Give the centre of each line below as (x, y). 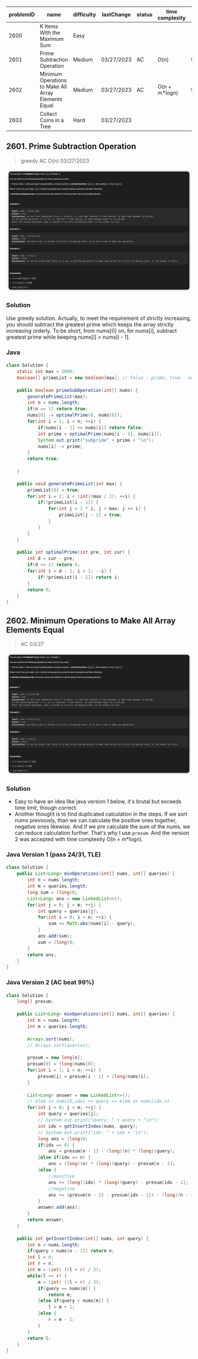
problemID (22, 14)
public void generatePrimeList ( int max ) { (70, 484)
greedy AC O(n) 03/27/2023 (55, 161)
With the (50, 33)
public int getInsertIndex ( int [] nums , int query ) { (83, 1238)
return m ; (60, 1295)
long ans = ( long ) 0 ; (63, 1139)
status (145, 14)
